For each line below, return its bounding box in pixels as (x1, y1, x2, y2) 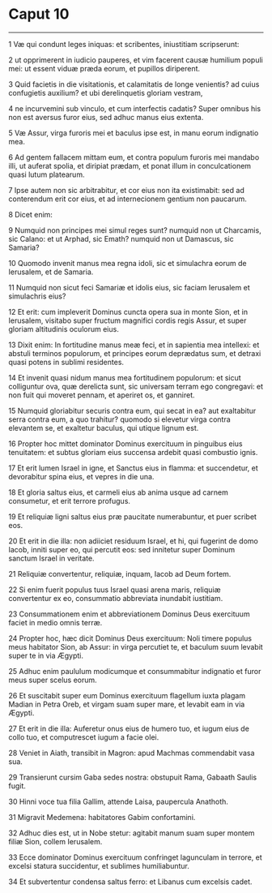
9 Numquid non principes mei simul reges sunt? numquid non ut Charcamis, (8, 225, 261, 235)
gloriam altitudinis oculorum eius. (8, 324, 119, 333)
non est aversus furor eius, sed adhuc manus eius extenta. (8, 112, 204, 122)
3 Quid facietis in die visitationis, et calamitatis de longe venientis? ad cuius (8, 79, 260, 89)
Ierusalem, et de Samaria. (8, 267, 94, 277)
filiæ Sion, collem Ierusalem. (8, 836, 103, 846)
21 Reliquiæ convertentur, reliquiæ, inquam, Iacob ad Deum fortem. (8, 569, 232, 578)
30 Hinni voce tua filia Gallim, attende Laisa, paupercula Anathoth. (8, 796, 229, 806)
